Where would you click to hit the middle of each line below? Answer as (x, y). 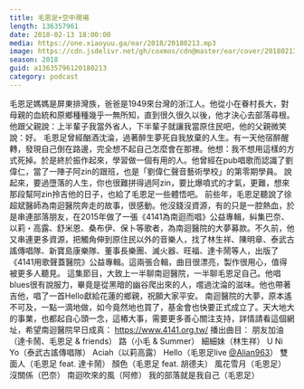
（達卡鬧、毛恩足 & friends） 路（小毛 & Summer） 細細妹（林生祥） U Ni (146, 341)
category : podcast (44, 77)
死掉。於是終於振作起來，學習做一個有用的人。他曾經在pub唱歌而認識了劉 (155, 160)
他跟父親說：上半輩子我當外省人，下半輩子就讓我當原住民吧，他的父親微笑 (148, 126)
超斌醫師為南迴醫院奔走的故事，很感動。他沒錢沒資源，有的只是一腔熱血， (148, 205)
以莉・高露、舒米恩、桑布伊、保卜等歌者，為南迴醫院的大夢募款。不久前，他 (152, 228)
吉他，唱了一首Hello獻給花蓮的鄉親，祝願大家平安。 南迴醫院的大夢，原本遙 (151, 296)
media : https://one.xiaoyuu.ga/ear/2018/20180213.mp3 (113, 43)
